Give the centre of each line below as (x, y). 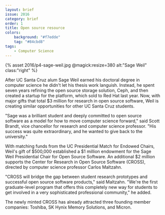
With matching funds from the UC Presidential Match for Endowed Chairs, (80, 146)
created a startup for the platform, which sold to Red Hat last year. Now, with (83, 95)
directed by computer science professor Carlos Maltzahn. (64, 167)
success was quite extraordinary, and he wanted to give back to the (74, 131)
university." (16, 137)
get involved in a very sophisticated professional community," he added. (78, 192)
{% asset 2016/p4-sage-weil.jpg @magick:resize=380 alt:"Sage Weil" (76, 65)
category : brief (22, 19)
